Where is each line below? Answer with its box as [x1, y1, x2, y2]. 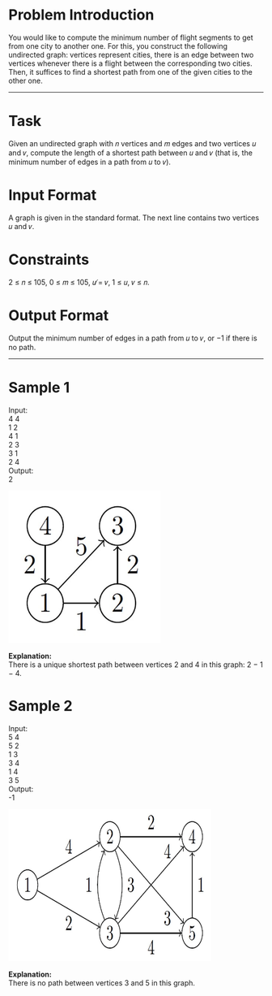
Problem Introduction [8, 6, 155, 24]
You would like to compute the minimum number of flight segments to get [8, 32, 253, 42]
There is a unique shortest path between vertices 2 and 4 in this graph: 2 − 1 [8, 660, 263, 669]
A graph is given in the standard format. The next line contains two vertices [8, 213, 260, 223]
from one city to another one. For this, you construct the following [8, 41, 228, 50]
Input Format [8, 186, 97, 205]
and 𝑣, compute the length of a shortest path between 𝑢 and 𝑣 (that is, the [8, 148, 253, 158]
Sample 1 [8, 378, 70, 396]
